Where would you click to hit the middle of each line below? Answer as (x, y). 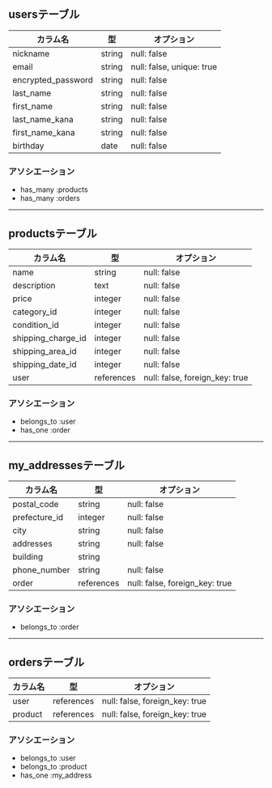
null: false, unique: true (174, 66)
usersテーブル (44, 15)
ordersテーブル (47, 662)
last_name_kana (43, 119)
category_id (35, 312)
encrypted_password (53, 79)
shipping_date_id (45, 364)
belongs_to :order (49, 627)
